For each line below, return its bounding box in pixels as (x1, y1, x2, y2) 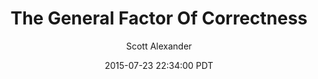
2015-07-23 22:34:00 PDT (104, 59, 214, 71)
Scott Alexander (125, 40, 193, 52)
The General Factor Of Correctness (10, 7, 308, 30)
